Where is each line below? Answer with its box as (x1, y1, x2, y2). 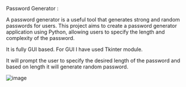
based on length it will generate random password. (6, 63, 129, 70)
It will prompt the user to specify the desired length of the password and (6, 57, 180, 64)
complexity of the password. (6, 35, 75, 41)
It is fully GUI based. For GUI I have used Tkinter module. (6, 46, 143, 53)
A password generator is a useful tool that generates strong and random (6, 16, 180, 23)
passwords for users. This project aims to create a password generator (6, 23, 177, 29)
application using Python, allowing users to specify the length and (6, 28, 165, 35)
